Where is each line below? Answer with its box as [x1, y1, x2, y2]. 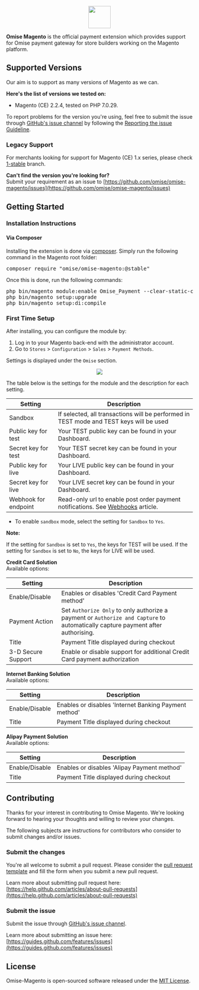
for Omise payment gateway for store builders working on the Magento [6, 39, 179, 46]
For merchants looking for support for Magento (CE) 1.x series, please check [6, 154, 192, 161]
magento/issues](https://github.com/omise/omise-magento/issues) [6, 185, 171, 192]
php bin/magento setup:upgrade [6, 294, 97, 300]
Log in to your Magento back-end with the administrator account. [14, 339, 174, 346]
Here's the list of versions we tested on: [6, 90, 107, 97]
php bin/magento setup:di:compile [6, 300, 107, 306]
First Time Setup [6, 314, 55, 322]
